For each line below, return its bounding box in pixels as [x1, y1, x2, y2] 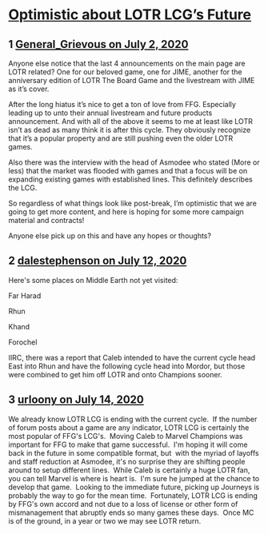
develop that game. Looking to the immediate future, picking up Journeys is [8, 482, 260, 492]
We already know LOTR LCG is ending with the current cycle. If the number [8, 414, 258, 424]
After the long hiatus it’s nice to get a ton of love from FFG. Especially [8, 100, 236, 109]
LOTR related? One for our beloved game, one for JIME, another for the [8, 67, 242, 77]
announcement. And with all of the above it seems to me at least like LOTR [8, 117, 254, 126]
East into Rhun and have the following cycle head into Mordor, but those [8, 361, 246, 371]
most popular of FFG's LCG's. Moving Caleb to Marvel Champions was [8, 431, 243, 440]
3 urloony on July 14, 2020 [8, 393, 144, 407]
